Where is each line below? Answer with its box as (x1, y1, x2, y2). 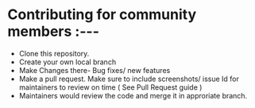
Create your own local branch (18, 57, 117, 67)
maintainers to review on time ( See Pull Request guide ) (18, 82, 203, 92)
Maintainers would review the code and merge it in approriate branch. (18, 91, 248, 100)
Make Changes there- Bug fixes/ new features (18, 65, 171, 75)
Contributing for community (7, 6, 197, 24)
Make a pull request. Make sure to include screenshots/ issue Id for (18, 74, 240, 83)
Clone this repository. (18, 48, 90, 58)
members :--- (7, 22, 100, 40)
